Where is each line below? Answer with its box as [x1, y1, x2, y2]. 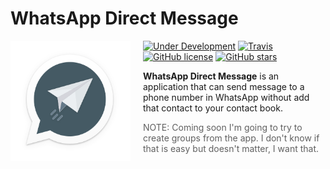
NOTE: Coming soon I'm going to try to [143, 121, 303, 133]
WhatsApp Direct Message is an [143, 70, 280, 82]
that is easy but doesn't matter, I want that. [143, 142, 319, 154]
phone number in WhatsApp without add [143, 91, 310, 103]
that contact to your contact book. [143, 102, 283, 114]
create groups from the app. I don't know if [143, 132, 320, 144]
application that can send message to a [143, 80, 305, 92]
